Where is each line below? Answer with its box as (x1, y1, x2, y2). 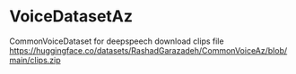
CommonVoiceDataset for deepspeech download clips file (9, 36, 224, 46)
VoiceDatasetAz (9, 6, 133, 27)
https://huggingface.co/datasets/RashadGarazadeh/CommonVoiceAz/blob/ (9, 45, 288, 55)
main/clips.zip (9, 54, 61, 65)
